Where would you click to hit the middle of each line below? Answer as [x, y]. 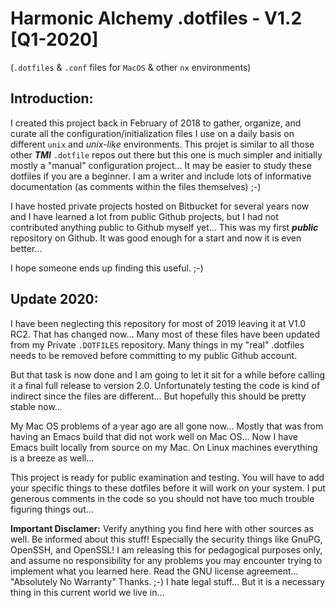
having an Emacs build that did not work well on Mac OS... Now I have [154, 436]
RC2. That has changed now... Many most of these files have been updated [165, 334]
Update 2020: [54, 299]
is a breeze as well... [52, 458]
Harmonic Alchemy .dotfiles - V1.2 [156, 18]
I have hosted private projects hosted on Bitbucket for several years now [160, 206]
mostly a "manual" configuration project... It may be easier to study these [161, 165]
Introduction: [52, 98]
